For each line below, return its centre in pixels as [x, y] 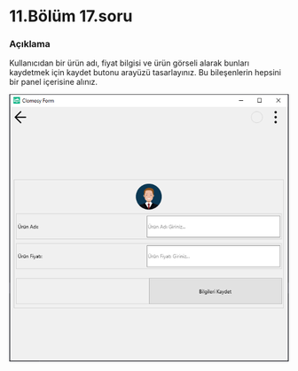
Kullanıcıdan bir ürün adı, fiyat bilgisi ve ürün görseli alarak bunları [129, 63]
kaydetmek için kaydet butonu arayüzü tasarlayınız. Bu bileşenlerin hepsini [145, 73]
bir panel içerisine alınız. [54, 82]
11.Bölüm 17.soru [71, 16]
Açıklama [30, 44]
